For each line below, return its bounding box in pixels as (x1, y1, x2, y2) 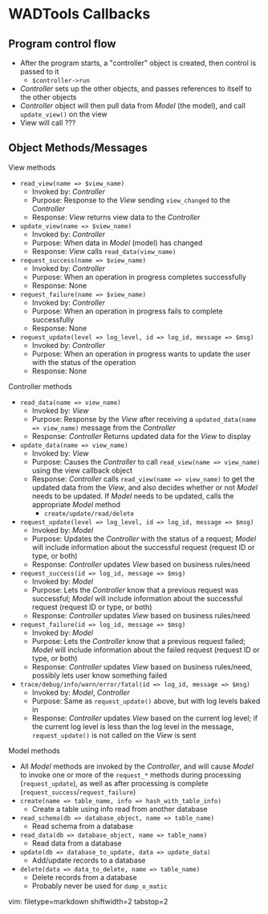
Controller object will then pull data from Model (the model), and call (19, 101, 246, 110)
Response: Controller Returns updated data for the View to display (31, 431, 251, 441)
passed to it (19, 67, 59, 76)
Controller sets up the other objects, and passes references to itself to (19, 84, 252, 93)
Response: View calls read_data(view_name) (31, 246, 177, 256)
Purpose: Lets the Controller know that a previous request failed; (31, 636, 246, 646)
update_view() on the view (19, 109, 108, 119)
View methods (8, 162, 56, 172)
